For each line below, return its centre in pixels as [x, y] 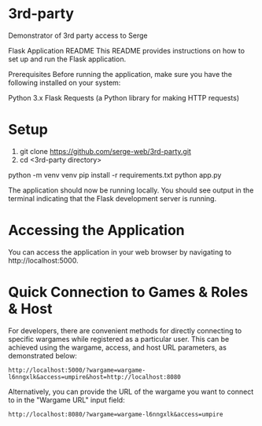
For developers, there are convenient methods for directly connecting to [125, 330]
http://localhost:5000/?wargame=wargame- [77, 370]
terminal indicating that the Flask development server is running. [113, 198]
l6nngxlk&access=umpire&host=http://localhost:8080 [94, 377]
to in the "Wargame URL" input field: [66, 400]
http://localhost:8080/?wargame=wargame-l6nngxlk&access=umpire [116, 414]
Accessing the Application [96, 231]
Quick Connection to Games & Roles [128, 292]
